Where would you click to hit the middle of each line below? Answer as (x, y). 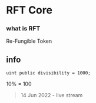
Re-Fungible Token (29, 41)
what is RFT (23, 29)
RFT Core (29, 10)
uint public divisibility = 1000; (49, 73)
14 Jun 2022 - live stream (52, 95)
